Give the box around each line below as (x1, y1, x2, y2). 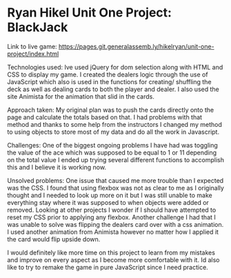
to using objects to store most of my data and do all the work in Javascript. (7, 128, 219, 136)
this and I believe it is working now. (7, 163, 107, 171)
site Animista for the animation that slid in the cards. (7, 92, 155, 101)
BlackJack (7, 19, 68, 35)
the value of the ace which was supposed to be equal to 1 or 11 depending (7, 148, 217, 157)
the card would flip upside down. (7, 235, 101, 243)
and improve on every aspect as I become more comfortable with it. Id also (7, 255, 220, 264)
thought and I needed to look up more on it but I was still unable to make (7, 191, 212, 199)
